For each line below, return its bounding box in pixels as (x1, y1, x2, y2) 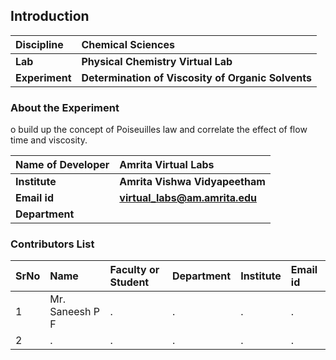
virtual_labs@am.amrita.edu (119, 191, 257, 205)
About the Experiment (10, 100, 120, 114)
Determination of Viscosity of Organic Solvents (81, 70, 312, 84)
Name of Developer (15, 158, 110, 172)
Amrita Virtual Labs (119, 158, 215, 172)
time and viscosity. (10, 134, 88, 146)
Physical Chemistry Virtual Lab (81, 54, 233, 68)
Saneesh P (49, 305, 101, 319)
